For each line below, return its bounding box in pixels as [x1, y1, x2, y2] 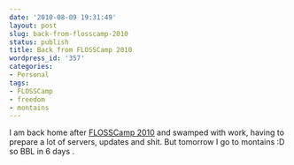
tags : [9, 79, 29, 87]
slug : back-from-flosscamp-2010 [9, 29, 128, 38]
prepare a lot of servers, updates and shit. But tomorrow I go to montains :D [9, 137, 285, 147]
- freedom [9, 94, 46, 104]
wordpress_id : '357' [9, 54, 86, 63]
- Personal [9, 71, 50, 79]
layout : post [9, 21, 58, 30]
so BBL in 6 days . [9, 146, 75, 157]
